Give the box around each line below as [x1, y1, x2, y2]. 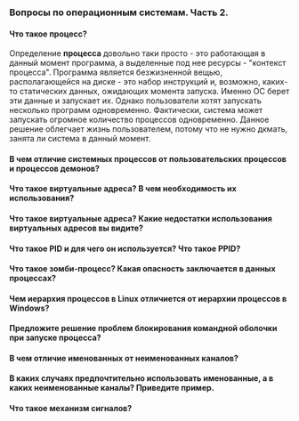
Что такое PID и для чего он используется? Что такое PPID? [9, 243, 241, 254]
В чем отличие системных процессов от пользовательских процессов [9, 153, 287, 164]
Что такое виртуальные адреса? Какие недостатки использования [9, 213, 273, 223]
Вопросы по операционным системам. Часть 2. [9, 6, 229, 19]
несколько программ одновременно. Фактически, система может [9, 105, 263, 116]
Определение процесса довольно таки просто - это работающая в [9, 48, 266, 59]
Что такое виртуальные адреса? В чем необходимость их [9, 183, 238, 194]
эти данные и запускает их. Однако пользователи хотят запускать [9, 95, 263, 106]
